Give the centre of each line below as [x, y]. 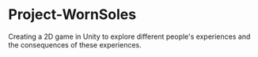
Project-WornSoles [72, 15]
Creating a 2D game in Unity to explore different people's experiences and [129, 36]
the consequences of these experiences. [75, 44]
